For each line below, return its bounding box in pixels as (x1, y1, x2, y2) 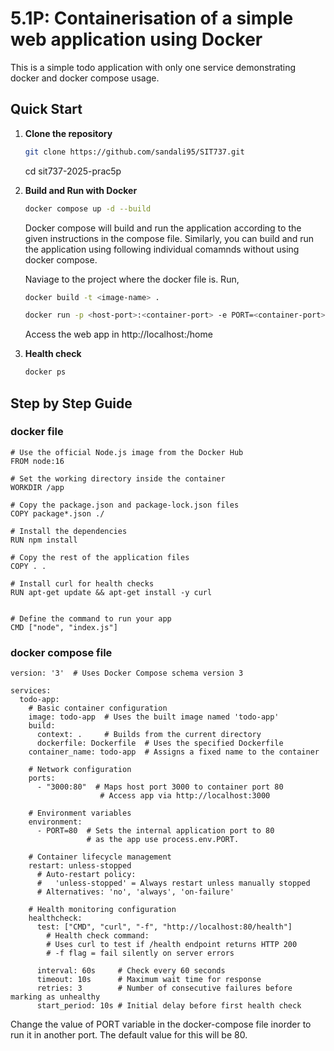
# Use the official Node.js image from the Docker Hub (10, 447, 244, 457)
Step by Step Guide (10, 395, 133, 412)
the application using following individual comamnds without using (24, 243, 300, 255)
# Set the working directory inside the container (10, 473, 226, 484)
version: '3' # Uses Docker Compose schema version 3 (10, 668, 244, 679)
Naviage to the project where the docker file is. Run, (24, 273, 240, 285)
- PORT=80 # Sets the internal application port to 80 (36, 826, 275, 836)
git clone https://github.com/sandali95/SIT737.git (24, 147, 245, 157)
